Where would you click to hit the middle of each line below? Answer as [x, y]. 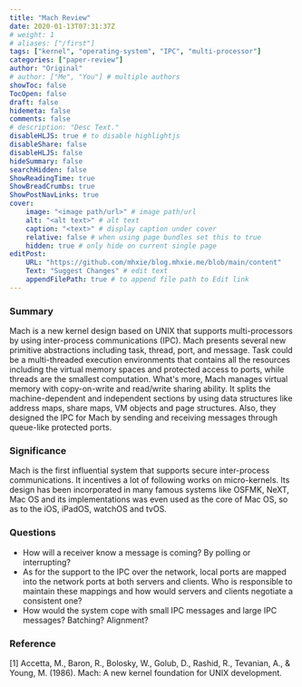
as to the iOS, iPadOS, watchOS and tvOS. [88, 509]
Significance [38, 450]
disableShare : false [49, 144]
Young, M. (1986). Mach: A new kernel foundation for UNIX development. [146, 672]
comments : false [40, 119]
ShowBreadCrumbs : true [52, 187]
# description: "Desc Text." [64, 128]
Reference [33, 643]
